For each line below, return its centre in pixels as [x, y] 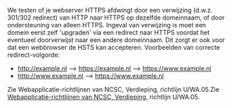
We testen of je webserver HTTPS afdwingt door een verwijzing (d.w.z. [110, 10]
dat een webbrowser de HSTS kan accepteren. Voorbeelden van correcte [114, 47]
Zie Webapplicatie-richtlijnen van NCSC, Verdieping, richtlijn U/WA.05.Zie [114, 89]
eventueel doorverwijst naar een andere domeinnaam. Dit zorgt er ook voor [116, 40]
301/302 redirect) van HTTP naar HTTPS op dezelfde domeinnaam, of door [116, 18]
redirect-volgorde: [34, 55]
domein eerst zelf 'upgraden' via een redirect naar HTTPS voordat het [109, 32]
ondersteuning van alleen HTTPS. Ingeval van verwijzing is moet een [107, 25]
